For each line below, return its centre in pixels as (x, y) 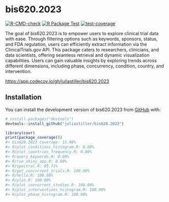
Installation (23, 97)
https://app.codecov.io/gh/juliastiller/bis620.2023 (57, 81)
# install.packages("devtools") (39, 119)
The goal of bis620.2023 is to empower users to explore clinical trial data (82, 33)
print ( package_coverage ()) (34, 138)
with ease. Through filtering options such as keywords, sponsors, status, (81, 39)
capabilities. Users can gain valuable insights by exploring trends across (81, 60)
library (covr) (20, 133)
